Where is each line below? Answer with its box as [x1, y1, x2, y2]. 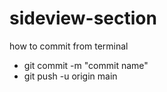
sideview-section [9, 7, 157, 30]
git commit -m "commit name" [23, 59, 149, 71]
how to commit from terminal [9, 40, 129, 52]
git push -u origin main [23, 70, 118, 82]
